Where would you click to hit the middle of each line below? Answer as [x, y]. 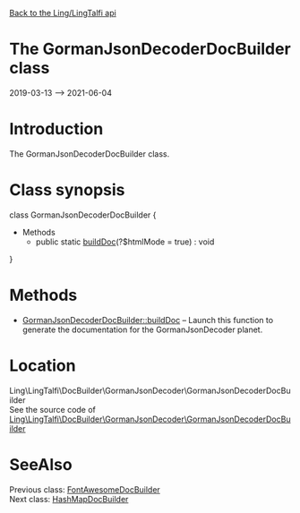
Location [43, 365]
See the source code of [53, 409]
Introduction [56, 129]
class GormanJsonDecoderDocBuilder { [83, 215]
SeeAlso [41, 464]
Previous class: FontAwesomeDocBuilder [85, 489]
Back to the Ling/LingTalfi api [63, 13]
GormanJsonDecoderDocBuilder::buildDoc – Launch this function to [148, 320]
